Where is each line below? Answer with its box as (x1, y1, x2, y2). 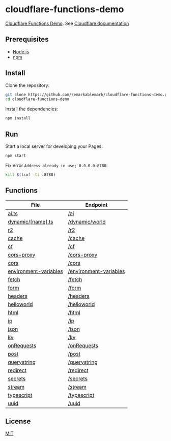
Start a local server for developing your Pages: (5, 143, 103, 149)
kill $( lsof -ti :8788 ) (5, 172, 56, 177)
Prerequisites (5, 35, 49, 44)
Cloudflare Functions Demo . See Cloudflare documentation (5, 20, 129, 26)
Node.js (12, 48, 30, 54)
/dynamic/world (68, 218, 106, 225)
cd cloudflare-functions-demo (5, 97, 70, 102)
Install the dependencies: (5, 106, 59, 112)
